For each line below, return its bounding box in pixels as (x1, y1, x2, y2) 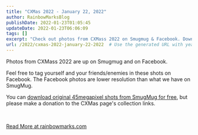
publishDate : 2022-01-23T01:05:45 (6, 20, 91, 25)
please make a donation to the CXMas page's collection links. (6, 99, 156, 107)
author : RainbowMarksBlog (6, 14, 70, 20)
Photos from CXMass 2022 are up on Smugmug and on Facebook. (6, 57, 168, 65)
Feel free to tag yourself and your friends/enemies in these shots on (6, 69, 171, 76)
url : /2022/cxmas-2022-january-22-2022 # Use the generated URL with (6, 42, 183, 48)
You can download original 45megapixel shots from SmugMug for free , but (6, 93, 188, 101)
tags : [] (6, 31, 28, 37)
